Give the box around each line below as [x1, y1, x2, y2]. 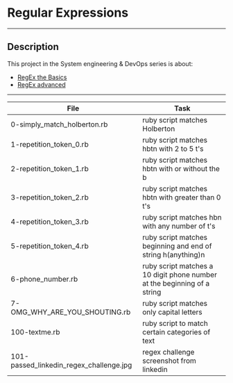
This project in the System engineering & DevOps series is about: [7, 59, 193, 67]
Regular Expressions [7, 5, 129, 21]
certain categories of [141, 327, 211, 336]
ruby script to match [141, 318, 208, 328]
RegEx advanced [17, 80, 66, 88]
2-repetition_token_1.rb [10, 163, 89, 173]
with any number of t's [141, 221, 216, 231]
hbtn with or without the [141, 163, 221, 173]
